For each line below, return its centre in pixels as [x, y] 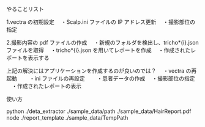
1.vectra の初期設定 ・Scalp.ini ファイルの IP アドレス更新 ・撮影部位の [101, 22]
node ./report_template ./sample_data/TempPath [67, 118]
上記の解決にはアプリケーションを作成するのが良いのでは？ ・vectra [95, 71]
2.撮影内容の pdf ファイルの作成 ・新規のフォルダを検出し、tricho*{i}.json [102, 42]
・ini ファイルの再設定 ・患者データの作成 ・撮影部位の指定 [112, 78]
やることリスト [25, 9]
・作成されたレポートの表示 [46, 86]
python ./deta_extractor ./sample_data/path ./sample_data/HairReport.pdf [99, 111]
